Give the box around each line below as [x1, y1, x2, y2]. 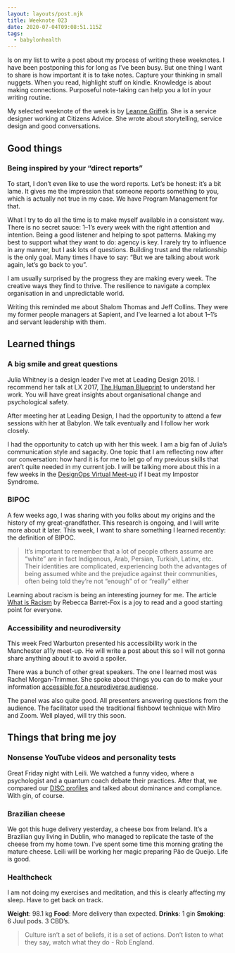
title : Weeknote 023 [7, 17, 68, 24]
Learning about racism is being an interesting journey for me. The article [7, 590, 217, 599]
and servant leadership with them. [7, 318, 107, 326]
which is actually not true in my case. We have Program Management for [7, 194, 218, 203]
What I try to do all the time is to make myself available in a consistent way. [7, 216, 224, 224]
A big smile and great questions [7, 359, 118, 369]
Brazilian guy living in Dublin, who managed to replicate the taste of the [7, 833, 214, 841]
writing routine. [7, 93, 51, 102]
